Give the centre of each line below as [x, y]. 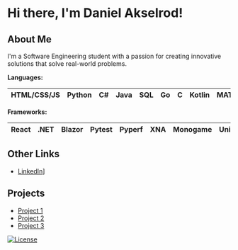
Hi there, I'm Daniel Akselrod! [95, 13]
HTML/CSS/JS [35, 95]
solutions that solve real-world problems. [67, 64]
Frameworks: [27, 112]
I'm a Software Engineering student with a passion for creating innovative [114, 56]
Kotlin [200, 95]
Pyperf [131, 129]
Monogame [192, 129]
